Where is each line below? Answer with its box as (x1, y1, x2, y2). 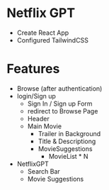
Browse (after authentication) (16, 84, 103, 93)
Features (6, 61, 60, 77)
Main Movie (27, 122, 62, 130)
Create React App (16, 28, 69, 37)
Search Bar (27, 167, 61, 175)
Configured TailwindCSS (16, 35, 89, 44)
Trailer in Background (38, 129, 101, 138)
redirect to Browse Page (27, 106, 98, 115)
